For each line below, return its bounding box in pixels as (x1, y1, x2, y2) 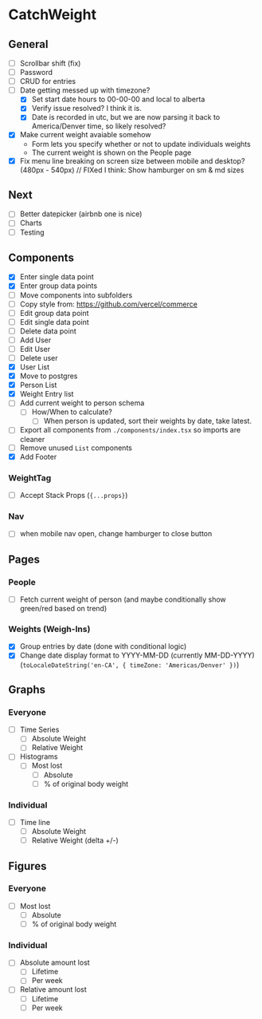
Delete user (19, 353, 58, 362)
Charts (19, 218, 42, 228)
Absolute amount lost (19, 958, 90, 967)
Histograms (19, 752, 58, 761)
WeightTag (8, 472, 52, 484)
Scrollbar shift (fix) (19, 58, 81, 68)
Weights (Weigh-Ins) (8, 624, 91, 635)
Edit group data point (19, 308, 89, 318)
